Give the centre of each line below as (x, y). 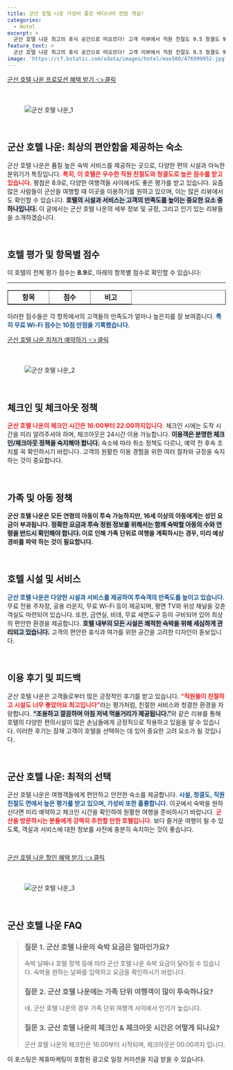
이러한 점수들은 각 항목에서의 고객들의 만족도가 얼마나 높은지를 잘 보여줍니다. (111, 316)
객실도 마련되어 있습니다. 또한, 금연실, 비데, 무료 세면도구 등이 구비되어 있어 (109, 614)
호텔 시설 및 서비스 (44, 579)
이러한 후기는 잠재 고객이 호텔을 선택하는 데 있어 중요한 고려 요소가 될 (110, 731)
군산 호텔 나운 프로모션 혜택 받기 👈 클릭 (62, 79)
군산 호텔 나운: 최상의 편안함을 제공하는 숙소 (95, 147)
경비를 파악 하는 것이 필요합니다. (50, 542)
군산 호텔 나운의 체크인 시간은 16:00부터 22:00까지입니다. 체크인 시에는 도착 (111, 426)
